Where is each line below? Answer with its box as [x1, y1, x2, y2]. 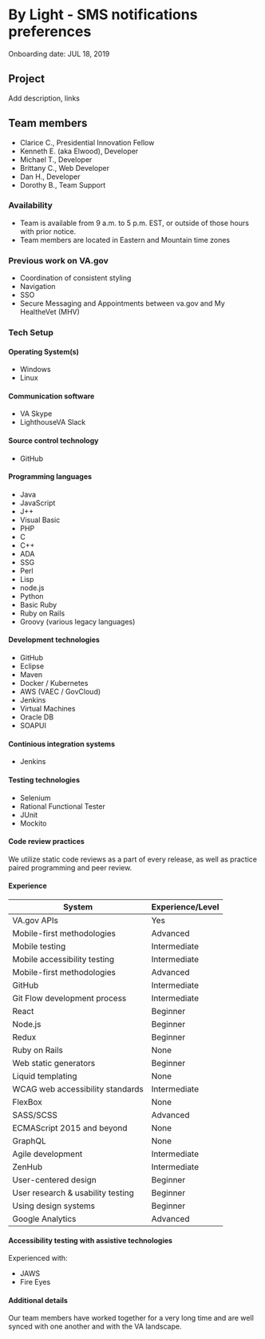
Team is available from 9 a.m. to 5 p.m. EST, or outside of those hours [19, 218, 250, 228]
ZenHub [12, 1161, 42, 1172]
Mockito [19, 818, 47, 828]
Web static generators [12, 1057, 96, 1068]
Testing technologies [8, 774, 81, 784]
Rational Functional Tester [19, 801, 105, 811]
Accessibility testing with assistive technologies [8, 1235, 173, 1245]
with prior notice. [19, 226, 77, 236]
